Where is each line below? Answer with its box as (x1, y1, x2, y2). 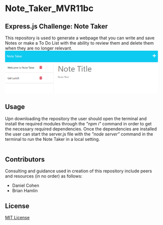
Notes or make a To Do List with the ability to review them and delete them (5, 40, 154, 46)
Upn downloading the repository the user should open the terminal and (5, 116, 147, 121)
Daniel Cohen (12, 182, 40, 189)
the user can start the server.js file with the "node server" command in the (5, 131, 153, 137)
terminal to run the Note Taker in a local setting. (5, 136, 100, 142)
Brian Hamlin (12, 188, 38, 194)
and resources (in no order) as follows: (5, 173, 82, 179)
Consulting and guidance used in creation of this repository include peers (5, 168, 152, 174)
